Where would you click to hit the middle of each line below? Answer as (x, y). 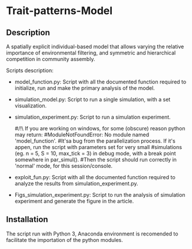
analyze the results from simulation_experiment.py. (76, 184)
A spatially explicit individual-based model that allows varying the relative (95, 46)
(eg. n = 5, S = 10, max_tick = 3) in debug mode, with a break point (95, 153)
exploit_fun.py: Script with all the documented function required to (95, 177)
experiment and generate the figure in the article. (74, 201)
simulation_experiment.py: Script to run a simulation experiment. (92, 117)
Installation (27, 219)
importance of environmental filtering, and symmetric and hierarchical (91, 53)
